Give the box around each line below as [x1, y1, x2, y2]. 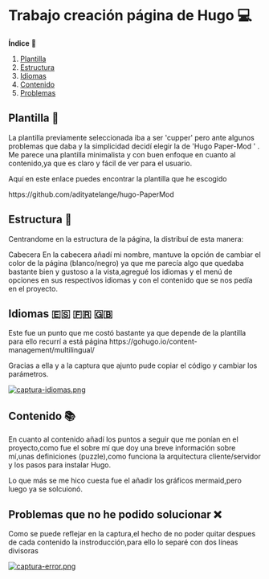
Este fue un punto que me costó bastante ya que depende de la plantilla [8, 328, 247, 338]
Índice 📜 [8, 38, 36, 48]
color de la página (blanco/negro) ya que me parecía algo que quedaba [8, 258, 244, 267]
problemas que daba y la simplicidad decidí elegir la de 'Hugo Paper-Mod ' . [8, 141, 260, 151]
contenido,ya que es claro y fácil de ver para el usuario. [8, 158, 193, 168]
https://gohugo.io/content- [109, 336, 198, 346]
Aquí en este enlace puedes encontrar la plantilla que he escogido [8, 173, 227, 183]
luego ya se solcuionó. [8, 484, 83, 494]
